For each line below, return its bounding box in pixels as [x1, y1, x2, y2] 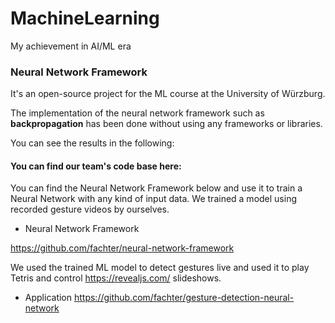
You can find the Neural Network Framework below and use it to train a [10, 182, 303, 194]
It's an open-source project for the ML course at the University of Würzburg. [10, 88, 326, 100]
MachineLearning [10, 7, 160, 30]
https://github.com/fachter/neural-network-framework [10, 242, 235, 254]
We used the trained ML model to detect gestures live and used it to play [10, 262, 310, 274]
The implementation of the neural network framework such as [10, 107, 265, 119]
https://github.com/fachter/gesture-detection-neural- [73, 292, 295, 304]
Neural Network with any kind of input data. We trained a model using [10, 193, 298, 205]
